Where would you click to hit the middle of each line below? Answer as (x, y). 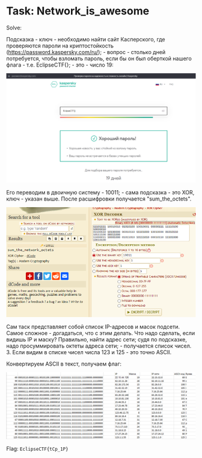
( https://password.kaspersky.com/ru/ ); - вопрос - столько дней (86, 52)
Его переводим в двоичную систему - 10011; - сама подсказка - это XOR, (100, 192)
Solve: (14, 28)
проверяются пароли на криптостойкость (60, 46)
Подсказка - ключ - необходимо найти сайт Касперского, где (86, 39)
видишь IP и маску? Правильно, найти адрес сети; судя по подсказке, (97, 340)
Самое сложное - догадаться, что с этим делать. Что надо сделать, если (101, 333)
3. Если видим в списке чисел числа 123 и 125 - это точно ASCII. (89, 352)
